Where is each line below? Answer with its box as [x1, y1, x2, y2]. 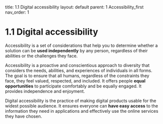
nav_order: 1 [5, 9, 29, 15]
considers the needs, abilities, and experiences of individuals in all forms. [5, 67, 153, 73]
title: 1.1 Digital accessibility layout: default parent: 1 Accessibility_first [5, 4, 144, 10]
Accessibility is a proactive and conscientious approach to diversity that [5, 62, 150, 68]
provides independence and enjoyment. [5, 88, 85, 94]
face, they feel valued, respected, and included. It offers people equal [5, 78, 145, 83]
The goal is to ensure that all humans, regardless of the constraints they [5, 73, 150, 79]
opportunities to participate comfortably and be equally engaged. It [5, 83, 142, 89]
